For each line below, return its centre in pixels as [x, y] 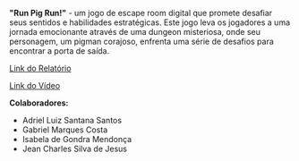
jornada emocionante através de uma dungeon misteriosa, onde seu [135, 32]
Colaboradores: [39, 103]
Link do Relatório [40, 68]
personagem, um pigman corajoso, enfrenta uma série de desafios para [142, 41]
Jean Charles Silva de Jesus [75, 148]
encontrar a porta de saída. [60, 51]
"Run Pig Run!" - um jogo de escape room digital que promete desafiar [141, 13]
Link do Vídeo [35, 85]
